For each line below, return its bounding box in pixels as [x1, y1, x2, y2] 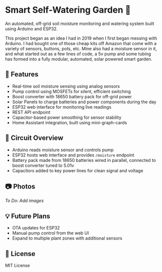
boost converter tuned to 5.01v [12, 162, 74, 168]
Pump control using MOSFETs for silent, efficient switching [12, 88, 131, 94]
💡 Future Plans [5, 212, 50, 220]
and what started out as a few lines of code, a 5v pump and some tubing [5, 51, 151, 57]
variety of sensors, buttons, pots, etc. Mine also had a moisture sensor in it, [5, 45, 157, 51]
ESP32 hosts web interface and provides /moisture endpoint [12, 152, 135, 158]
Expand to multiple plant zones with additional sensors [12, 235, 122, 241]
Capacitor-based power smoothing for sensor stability [12, 114, 121, 120]
